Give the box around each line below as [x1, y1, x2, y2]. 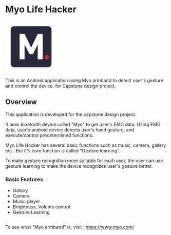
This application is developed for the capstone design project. [5, 111, 137, 117]
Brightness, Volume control [12, 204, 70, 210]
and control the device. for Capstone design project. [5, 83, 116, 89]
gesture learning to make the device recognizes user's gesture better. [5, 163, 153, 169]
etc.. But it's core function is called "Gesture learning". [5, 147, 121, 153]
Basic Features [5, 175, 44, 183]
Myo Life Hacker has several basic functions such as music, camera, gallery [5, 142, 166, 148]
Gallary [12, 187, 28, 193]
